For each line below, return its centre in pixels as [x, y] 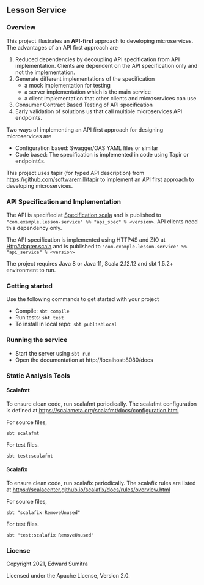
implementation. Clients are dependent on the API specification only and [106, 65]
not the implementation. [45, 72]
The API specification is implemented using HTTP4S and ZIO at [86, 240]
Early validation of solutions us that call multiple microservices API [99, 111]
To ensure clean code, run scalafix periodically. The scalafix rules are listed [101, 483]
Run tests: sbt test [39, 318]
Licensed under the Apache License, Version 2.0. [68, 576]
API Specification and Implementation [64, 201]
